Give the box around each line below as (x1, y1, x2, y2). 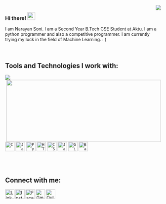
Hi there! (5, 14, 27, 21)
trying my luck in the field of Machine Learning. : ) (5, 37, 107, 43)
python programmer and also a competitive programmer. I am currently (5, 31, 150, 37)
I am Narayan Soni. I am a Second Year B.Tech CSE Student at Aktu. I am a (5, 26, 157, 32)
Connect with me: (5, 176, 61, 184)
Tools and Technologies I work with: (5, 62, 119, 70)
